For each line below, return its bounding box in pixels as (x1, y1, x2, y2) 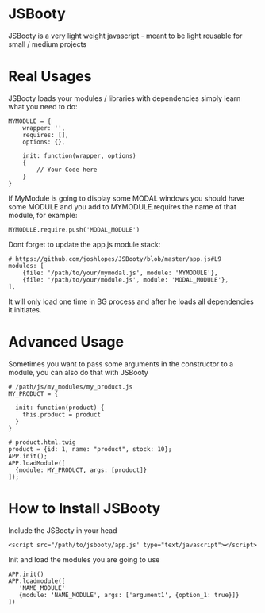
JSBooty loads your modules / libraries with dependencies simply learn (8, 93, 241, 103)
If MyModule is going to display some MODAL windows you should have (8, 193, 244, 203)
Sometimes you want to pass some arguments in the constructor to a (8, 358, 234, 369)
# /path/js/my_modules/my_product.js (8, 382, 133, 391)
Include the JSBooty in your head (8, 525, 117, 535)
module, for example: (8, 210, 78, 220)
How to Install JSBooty (8, 500, 161, 517)
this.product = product (22, 410, 102, 419)
